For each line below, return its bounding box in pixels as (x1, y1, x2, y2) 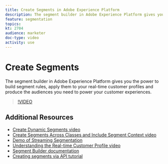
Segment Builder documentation (12, 147, 79, 153)
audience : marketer (5, 31, 46, 36)
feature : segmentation (5, 17, 52, 22)
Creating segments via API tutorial (12, 153, 83, 159)
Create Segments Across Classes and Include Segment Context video (12, 131, 156, 138)
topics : (5, 21, 21, 27)
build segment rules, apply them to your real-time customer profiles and (5, 83, 153, 89)
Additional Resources (5, 113, 73, 122)
